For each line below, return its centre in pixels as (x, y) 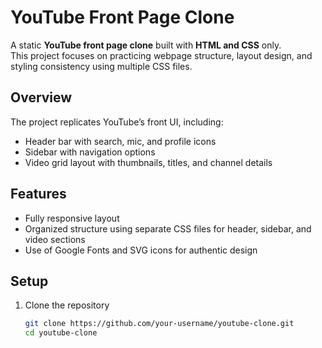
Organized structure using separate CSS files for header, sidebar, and (168, 228)
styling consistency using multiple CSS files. (101, 66)
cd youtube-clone (61, 333)
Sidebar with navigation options (90, 152)
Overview (41, 97)
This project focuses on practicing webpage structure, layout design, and (161, 55)
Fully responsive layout (72, 218)
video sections (55, 239)
